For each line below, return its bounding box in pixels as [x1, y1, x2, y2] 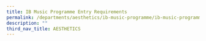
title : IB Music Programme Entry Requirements [6, 8, 128, 15]
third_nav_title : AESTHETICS [6, 25, 81, 32]
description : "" [6, 20, 48, 26]
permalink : [6, 14, 34, 20]
